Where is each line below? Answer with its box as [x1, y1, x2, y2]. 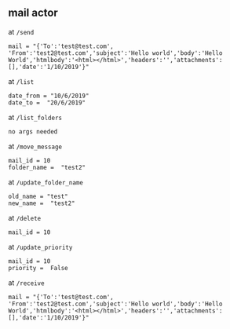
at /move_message [8, 141, 63, 151]
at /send [8, 27, 35, 36]
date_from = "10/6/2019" [8, 92, 89, 100]
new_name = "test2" [8, 199, 76, 207]
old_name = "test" [8, 192, 68, 200]
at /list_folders [8, 112, 63, 122]
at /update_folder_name [8, 177, 84, 187]
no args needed [8, 127, 58, 136]
